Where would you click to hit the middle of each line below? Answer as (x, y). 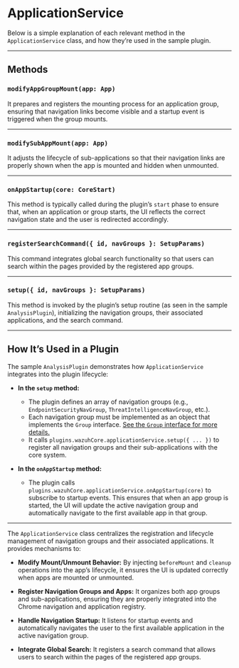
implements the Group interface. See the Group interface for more (123, 424)
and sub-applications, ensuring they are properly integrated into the (117, 599)
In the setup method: (48, 388)
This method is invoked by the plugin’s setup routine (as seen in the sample (117, 305)
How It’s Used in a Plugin (63, 349)
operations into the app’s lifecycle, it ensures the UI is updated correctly (123, 570)
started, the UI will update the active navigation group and (113, 505)
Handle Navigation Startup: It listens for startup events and (105, 620)
